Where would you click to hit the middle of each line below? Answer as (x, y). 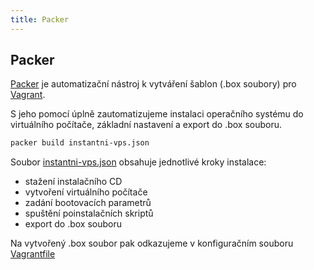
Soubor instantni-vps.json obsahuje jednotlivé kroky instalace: (138, 162)
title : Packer (40, 19)
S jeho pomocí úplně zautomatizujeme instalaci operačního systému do (157, 114)
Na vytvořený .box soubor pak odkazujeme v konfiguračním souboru (152, 243)
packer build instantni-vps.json (80, 143)
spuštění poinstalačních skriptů (89, 213)
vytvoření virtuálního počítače (86, 192)
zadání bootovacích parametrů (88, 203)
